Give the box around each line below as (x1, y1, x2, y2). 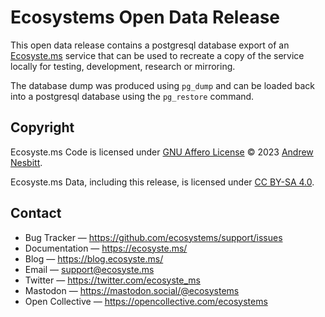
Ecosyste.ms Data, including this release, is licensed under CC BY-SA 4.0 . (10, 176, 315, 188)
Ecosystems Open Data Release (10, 6, 281, 29)
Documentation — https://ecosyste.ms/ (24, 242, 188, 254)
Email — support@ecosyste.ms (24, 263, 155, 275)
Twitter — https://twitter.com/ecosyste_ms (24, 274, 201, 286)
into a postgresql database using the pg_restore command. (10, 90, 255, 102)
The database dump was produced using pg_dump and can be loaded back (10, 79, 315, 91)
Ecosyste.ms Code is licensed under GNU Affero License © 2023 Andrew (10, 146, 314, 158)
